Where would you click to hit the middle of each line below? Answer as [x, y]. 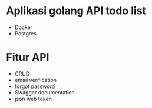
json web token [33, 99]
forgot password [35, 86]
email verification [36, 80]
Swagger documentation [44, 92]
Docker [24, 27]
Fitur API [28, 58]
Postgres [26, 33]
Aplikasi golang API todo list [76, 11]
